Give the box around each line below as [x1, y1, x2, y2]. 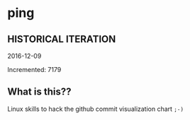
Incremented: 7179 [7, 66, 62, 73]
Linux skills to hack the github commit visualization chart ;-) [7, 104, 184, 113]
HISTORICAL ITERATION [7, 33, 116, 45]
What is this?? [7, 86, 72, 98]
